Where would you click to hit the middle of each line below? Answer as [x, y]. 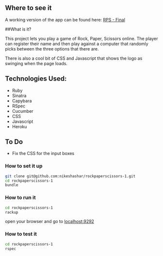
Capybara [22, 101]
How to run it [20, 198]
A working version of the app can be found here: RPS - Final [65, 19]
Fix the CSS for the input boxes [43, 154]
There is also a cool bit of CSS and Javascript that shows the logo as [74, 58]
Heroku [19, 126]
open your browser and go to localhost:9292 [50, 222]
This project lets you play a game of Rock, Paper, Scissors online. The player [81, 38]
